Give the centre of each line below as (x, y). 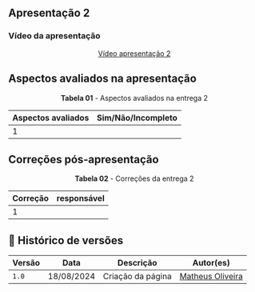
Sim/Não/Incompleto (137, 118)
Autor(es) (211, 263)
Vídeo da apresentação (55, 36)
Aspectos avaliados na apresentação (103, 79)
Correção (31, 198)
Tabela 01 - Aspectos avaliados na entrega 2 (134, 98)
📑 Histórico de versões (66, 240)
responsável (81, 198)
